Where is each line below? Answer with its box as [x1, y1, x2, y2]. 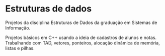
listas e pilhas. [5, 45, 35, 51]
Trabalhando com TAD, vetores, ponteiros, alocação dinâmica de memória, [5, 39, 160, 45]
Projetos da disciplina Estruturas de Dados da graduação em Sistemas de [5, 19, 157, 25]
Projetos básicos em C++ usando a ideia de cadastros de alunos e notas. [5, 34, 157, 40]
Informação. [5, 24, 31, 30]
